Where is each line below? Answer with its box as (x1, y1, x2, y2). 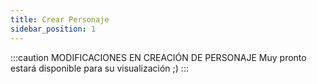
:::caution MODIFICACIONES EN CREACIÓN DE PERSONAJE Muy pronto (10, 51, 307, 63)
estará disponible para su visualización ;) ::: (10, 62, 189, 74)
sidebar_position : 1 (10, 24, 97, 34)
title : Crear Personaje (10, 14, 110, 25)
